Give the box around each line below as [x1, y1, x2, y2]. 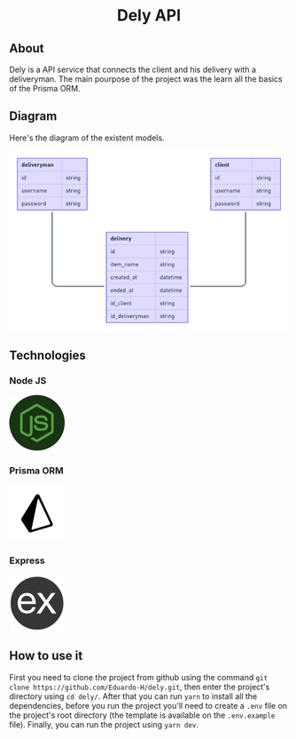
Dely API [116, 5, 182, 26]
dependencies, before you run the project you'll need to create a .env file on [9, 700, 288, 711]
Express [9, 554, 46, 567]
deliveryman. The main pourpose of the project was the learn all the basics [9, 74, 284, 84]
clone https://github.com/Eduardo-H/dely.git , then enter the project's [9, 681, 270, 692]
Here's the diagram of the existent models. [9, 132, 166, 143]
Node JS [9, 374, 47, 386]
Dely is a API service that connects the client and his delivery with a [9, 64, 257, 75]
